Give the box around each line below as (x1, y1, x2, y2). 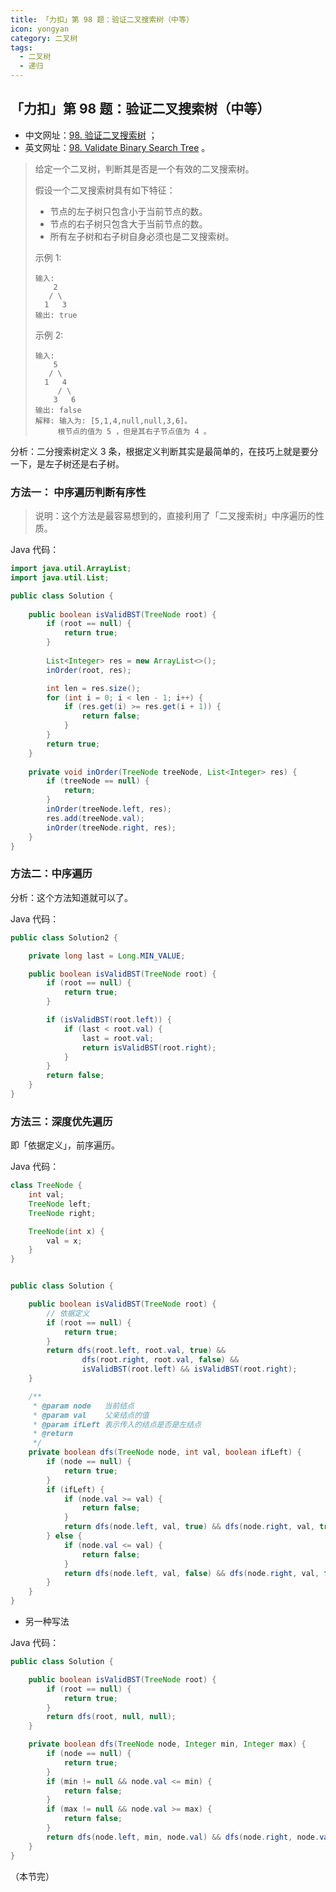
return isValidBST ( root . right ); (81, 1042, 217, 1053)
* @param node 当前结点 (32, 1401, 135, 1411)
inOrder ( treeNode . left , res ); (46, 804, 172, 815)
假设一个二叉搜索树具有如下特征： (34, 184, 176, 196)
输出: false (34, 405, 82, 415)
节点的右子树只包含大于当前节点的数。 (49, 217, 208, 230)
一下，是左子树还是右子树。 (10, 457, 125, 470)
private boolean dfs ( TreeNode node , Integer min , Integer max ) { (28, 1739, 307, 1750)
